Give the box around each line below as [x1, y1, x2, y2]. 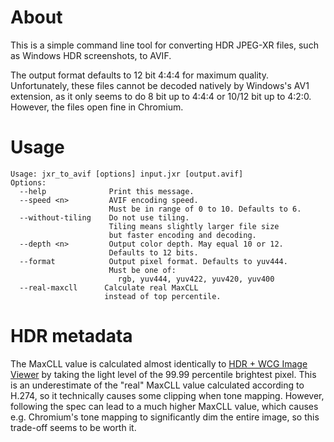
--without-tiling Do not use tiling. [19, 212, 190, 223]
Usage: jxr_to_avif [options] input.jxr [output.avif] [10, 169, 244, 179]
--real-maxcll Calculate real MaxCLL [19, 282, 199, 293]
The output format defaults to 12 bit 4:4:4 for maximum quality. [10, 69, 270, 81]
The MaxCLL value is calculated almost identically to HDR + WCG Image [10, 357, 308, 370]
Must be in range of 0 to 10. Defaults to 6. [108, 204, 302, 214]
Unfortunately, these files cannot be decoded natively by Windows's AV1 [10, 79, 310, 91]
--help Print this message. [19, 186, 195, 196]
